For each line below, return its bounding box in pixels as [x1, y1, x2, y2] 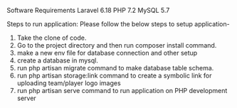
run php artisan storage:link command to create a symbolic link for [16, 71, 212, 80]
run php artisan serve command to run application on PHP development [16, 87, 228, 94]
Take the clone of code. [16, 33, 87, 42]
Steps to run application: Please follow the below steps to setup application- [6, 20, 230, 28]
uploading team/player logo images [16, 79, 122, 87]
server [16, 94, 36, 102]
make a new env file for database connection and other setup [16, 49, 198, 57]
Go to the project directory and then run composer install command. [16, 41, 217, 49]
